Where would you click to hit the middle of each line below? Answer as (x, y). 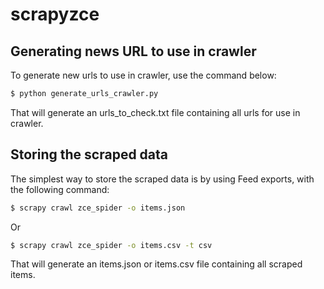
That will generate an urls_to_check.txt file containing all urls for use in (155, 112)
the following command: (60, 189)
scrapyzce (55, 14)
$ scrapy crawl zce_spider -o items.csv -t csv (111, 245)
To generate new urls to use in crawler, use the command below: (143, 75)
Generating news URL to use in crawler (133, 51)
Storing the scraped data (89, 154)
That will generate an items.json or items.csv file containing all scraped (156, 264)
